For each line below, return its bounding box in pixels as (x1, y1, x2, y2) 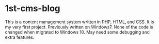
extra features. (5, 34, 34, 40)
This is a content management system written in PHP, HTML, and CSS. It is (5, 19, 154, 25)
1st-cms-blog (5, 3, 61, 14)
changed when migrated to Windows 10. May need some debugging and (5, 29, 150, 35)
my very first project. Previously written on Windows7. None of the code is (5, 24, 154, 29)
